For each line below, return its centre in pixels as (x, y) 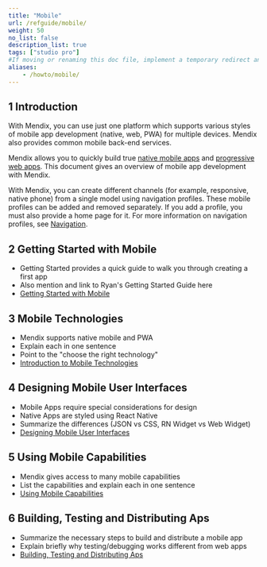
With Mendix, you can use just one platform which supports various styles (130, 126)
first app (33, 277)
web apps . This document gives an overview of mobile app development (127, 167)
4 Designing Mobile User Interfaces (98, 388)
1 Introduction (43, 107)
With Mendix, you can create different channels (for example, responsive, (128, 191)
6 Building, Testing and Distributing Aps (109, 518)
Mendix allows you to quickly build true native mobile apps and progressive (132, 158)
